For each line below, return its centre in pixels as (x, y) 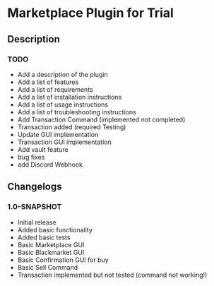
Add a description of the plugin (63, 74)
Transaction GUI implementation (64, 142)
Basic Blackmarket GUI (51, 252)
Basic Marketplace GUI (51, 244)
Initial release (37, 222)
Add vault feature (43, 149)
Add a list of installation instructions (70, 97)
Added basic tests (44, 237)
